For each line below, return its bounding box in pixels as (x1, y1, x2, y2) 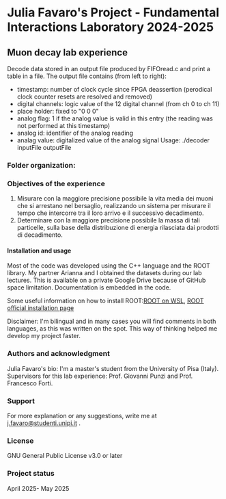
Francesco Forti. (7, 379, 53, 387)
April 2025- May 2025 (7, 484, 70, 492)
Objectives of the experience (7, 179, 106, 188)
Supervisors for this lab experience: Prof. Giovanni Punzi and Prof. (7, 372, 193, 380)
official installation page (7, 304, 74, 312)
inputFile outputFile (16, 144, 72, 151)
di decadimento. (16, 231, 63, 239)
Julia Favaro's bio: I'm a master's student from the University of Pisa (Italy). (7, 364, 219, 372)
